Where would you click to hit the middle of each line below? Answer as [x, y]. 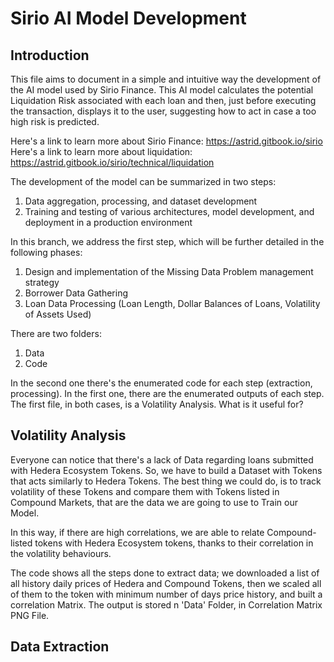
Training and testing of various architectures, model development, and [169, 211]
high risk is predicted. [55, 121]
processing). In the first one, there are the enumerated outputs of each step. [167, 393]
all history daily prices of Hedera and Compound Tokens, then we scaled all [166, 583]
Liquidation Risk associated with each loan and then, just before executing [163, 100]
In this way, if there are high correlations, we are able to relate [137, 532]
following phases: [46, 252]
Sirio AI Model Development [128, 18]
